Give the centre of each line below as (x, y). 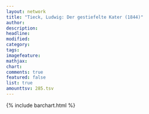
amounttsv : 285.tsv (30, 89)
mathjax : (17, 61)
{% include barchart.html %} (41, 105)
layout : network (26, 12)
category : (18, 45)
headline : (18, 34)
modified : (18, 39)
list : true (19, 83)
